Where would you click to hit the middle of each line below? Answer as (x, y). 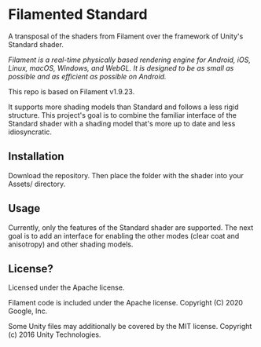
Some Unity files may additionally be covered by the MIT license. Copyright (130, 327)
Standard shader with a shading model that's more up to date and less (122, 123)
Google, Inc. (28, 311)
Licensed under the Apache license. (66, 287)
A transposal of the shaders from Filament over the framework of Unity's (126, 36)
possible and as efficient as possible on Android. (87, 76)
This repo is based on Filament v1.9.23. (72, 91)
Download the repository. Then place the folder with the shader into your (126, 175)
